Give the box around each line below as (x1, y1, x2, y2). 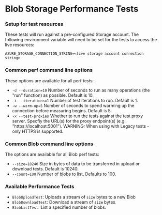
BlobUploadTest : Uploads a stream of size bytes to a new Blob (12, 194, 136, 200)
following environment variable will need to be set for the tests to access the (5, 37, 157, 43)
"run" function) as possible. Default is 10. (12, 92, 94, 98)
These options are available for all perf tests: (5, 77, 94, 83)
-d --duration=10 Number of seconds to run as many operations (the (12, 87, 150, 93)
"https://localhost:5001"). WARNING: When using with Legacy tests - (12, 123, 149, 129)
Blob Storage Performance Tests (5, 3, 139, 15)
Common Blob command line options (5, 140, 93, 147)
